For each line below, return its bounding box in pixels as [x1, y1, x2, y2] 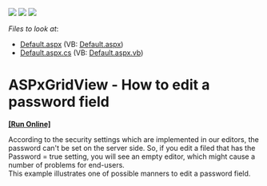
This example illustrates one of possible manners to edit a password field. [8, 168, 251, 178]
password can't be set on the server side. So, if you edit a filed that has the [8, 143, 256, 152]
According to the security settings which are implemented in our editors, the [8, 134, 260, 144]
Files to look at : [8, 24, 59, 34]
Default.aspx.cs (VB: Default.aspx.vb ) [19, 48, 144, 57]
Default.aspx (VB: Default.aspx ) [19, 40, 124, 49]
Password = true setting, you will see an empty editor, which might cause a [8, 152, 256, 161]
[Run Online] [8, 119, 51, 129]
